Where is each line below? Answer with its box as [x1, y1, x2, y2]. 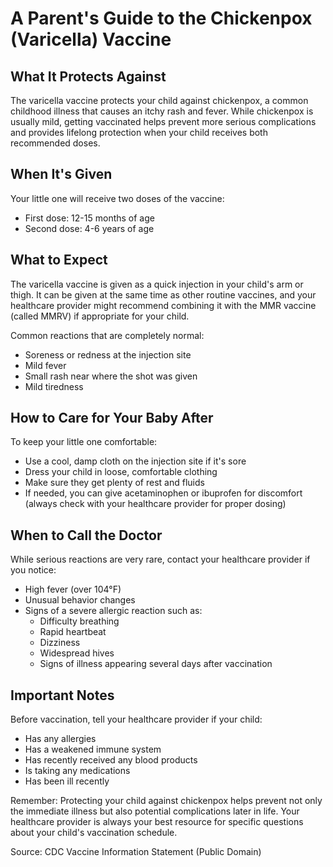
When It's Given [10, 166, 113, 183]
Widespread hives [39, 647, 115, 659]
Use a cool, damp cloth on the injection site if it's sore [24, 455, 247, 467]
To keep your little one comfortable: [10, 436, 158, 448]
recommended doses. [10, 137, 101, 149]
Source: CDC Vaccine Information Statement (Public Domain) [10, 846, 262, 858]
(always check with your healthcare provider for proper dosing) [24, 498, 287, 510]
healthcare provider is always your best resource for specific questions [10, 816, 304, 828]
